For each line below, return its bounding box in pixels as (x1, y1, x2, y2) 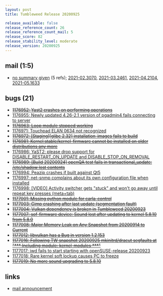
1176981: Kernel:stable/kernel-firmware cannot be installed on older (12, 138, 148, 144)
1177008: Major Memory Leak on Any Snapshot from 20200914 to (12, 222, 145, 228)
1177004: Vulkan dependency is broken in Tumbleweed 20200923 (12, 206, 146, 212)
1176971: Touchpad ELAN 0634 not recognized (12, 128, 107, 134)
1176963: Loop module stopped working (12, 123, 93, 129)
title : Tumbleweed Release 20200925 (5, 12, 80, 17)
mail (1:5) (5, 62, 34, 70)
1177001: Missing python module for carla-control (12, 196, 112, 202)
